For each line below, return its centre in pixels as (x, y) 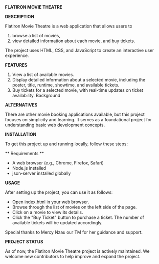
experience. (17, 55)
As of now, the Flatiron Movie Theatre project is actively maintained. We (78, 251)
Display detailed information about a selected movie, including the (79, 80)
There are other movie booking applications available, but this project (75, 114)
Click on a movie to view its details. (47, 212)
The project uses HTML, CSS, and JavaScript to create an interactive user (79, 50)
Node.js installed (29, 168)
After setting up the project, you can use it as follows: (59, 192)
